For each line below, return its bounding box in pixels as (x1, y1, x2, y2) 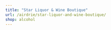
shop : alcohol (5, 17, 36, 22)
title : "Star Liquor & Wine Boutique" (5, 7, 88, 13)
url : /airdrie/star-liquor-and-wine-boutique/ (5, 12, 106, 17)
